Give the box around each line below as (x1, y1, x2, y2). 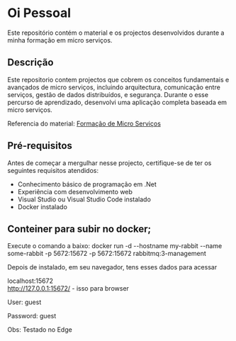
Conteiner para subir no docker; (7, 223, 152, 235)
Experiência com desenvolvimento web (17, 187, 133, 196)
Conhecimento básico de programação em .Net (17, 179, 157, 189)
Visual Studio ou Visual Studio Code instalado (17, 195, 151, 203)
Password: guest (7, 312, 57, 320)
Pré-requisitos (7, 140, 73, 152)
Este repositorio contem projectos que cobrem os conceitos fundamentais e (7, 75, 230, 84)
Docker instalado (17, 202, 67, 211)
